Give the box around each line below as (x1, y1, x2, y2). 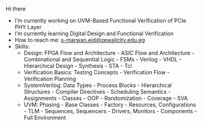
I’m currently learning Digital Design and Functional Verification (14, 30, 174, 37)
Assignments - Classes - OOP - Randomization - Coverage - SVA (23, 94, 188, 102)
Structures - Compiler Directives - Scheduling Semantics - (23, 88, 171, 95)
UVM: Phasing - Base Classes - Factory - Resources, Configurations (23, 101, 196, 108)
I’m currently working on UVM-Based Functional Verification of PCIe (14, 17, 186, 24)
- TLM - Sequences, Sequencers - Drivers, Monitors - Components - (23, 108, 197, 114)
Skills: (14, 43, 30, 50)
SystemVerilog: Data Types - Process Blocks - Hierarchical (23, 82, 172, 89)
